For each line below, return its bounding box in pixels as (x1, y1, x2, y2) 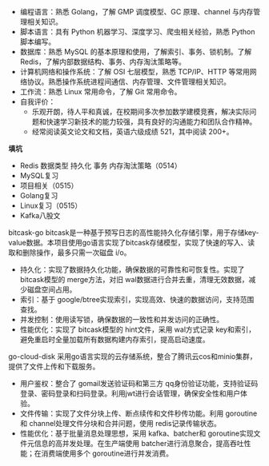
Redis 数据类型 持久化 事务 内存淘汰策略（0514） (19, 161, 182, 170)
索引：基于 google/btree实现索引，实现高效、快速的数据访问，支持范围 (19, 295, 255, 304)
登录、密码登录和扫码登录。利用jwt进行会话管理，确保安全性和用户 (19, 388, 241, 398)
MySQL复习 (19, 171, 58, 180)
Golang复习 (19, 191, 58, 200)
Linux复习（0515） (19, 201, 82, 210)
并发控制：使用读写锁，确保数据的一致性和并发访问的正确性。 (19, 315, 224, 324)
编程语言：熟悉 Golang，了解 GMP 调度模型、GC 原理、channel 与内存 (19, 7, 254, 16)
